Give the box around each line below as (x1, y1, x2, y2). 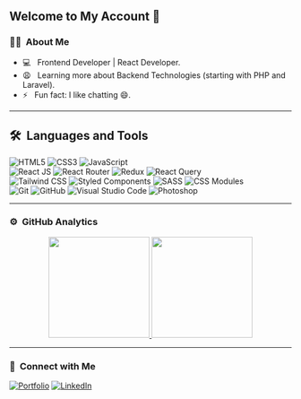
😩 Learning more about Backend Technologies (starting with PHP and (21, 69, 287, 81)
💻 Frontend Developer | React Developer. (21, 56, 181, 67)
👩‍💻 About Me (9, 36, 70, 48)
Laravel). (21, 79, 56, 90)
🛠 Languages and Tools (9, 128, 149, 143)
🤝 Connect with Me (9, 360, 96, 372)
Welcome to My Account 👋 (9, 9, 160, 24)
